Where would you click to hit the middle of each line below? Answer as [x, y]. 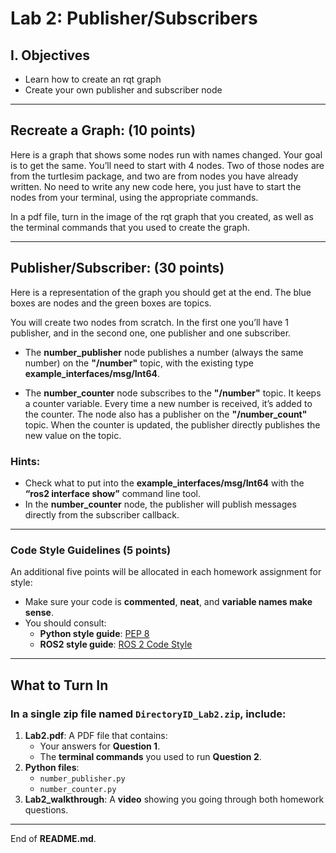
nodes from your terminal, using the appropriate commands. [134, 197]
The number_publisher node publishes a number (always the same [164, 352]
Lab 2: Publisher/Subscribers [134, 18]
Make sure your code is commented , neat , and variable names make [168, 602]
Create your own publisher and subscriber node [123, 90]
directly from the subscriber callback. [102, 514]
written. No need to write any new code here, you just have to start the [156, 186]
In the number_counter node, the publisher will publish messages [160, 504]
